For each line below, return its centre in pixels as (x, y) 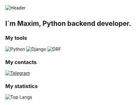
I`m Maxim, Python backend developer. (68, 23)
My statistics (21, 86)
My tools (16, 38)
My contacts (21, 62)
